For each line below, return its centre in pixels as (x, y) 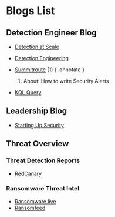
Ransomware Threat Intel (43, 189)
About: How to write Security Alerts (66, 81)
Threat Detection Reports (43, 160)
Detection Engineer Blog (51, 33)
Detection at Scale (37, 47)
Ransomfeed (30, 208)
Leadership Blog (37, 111)
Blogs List (31, 11)
